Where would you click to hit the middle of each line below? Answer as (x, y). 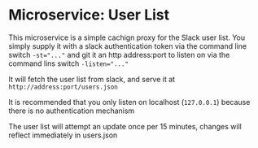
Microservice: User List (89, 15)
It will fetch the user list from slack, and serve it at (92, 79)
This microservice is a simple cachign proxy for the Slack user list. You (127, 37)
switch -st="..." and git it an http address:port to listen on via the (119, 54)
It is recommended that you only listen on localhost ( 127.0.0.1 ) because (129, 102)
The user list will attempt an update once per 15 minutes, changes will (125, 126)
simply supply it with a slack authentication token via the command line (127, 46)
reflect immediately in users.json (63, 135)
